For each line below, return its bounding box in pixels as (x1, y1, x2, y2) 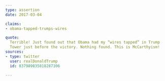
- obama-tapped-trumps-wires (5, 26, 67, 31)
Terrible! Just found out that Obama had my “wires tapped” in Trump (10, 40, 160, 45)
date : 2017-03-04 (5, 12, 42, 17)
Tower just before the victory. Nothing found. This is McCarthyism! (10, 45, 160, 50)
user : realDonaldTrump (10, 59, 58, 64)
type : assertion (5, 7, 40, 13)
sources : (5, 49, 24, 54)
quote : (5, 35, 19, 40)
